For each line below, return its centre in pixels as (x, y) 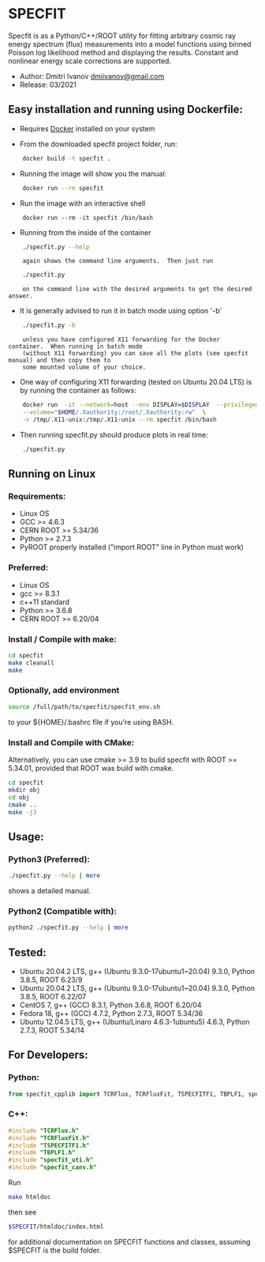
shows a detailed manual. (50, 890)
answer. (21, 296)
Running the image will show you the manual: (93, 173)
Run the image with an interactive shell (82, 203)
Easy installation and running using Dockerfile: (125, 110)
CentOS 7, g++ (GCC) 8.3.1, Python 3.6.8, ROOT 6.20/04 (110, 1005)
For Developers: (48, 1055)
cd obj (19, 797)
